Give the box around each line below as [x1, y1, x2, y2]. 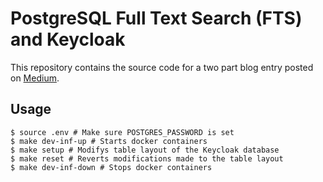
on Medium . [10, 72, 60, 84]
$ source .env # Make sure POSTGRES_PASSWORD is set [10, 127, 235, 137]
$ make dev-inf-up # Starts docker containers [10, 136, 208, 146]
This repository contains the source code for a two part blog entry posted [10, 61, 314, 73]
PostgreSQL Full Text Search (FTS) [10, 7, 303, 30]
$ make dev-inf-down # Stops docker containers [10, 162, 213, 172]
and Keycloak [10, 28, 126, 51]
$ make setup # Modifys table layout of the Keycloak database [10, 145, 280, 155]
